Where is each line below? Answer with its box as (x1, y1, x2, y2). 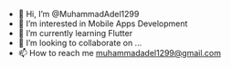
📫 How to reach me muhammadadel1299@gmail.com (17, 48, 222, 58)
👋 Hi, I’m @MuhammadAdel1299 (17, 9, 140, 19)
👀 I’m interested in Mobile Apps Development (17, 18, 188, 29)
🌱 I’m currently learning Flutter (17, 28, 133, 38)
